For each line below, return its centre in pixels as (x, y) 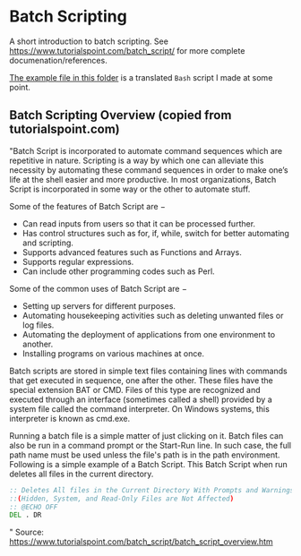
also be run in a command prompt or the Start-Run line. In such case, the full (150, 445)
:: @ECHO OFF (34, 507)
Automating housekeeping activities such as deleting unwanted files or (153, 315)
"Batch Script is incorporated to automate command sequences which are (146, 150)
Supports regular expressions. (78, 261)
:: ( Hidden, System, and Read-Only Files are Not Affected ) (122, 499)
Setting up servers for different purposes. (99, 305)
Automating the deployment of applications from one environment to (149, 334)
